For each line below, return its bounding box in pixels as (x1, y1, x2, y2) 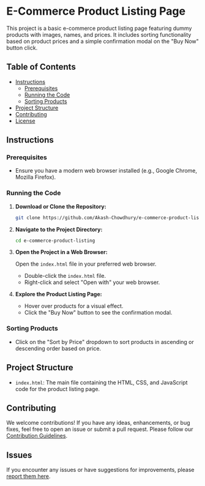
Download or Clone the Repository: (15, 203, 106, 210)
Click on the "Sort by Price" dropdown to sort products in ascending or (15, 338, 195, 345)
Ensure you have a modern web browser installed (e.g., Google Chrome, (15, 167, 198, 174)
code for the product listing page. (15, 385, 100, 392)
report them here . (6, 473, 51, 480)
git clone (15, 214, 41, 221)
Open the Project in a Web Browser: (15, 249, 108, 256)
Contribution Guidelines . (6, 432, 68, 439)
